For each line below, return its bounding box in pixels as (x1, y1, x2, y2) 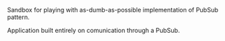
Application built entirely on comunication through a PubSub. (7, 27, 180, 34)
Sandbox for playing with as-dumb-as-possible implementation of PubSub (7, 6, 219, 14)
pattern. (7, 13, 30, 21)
